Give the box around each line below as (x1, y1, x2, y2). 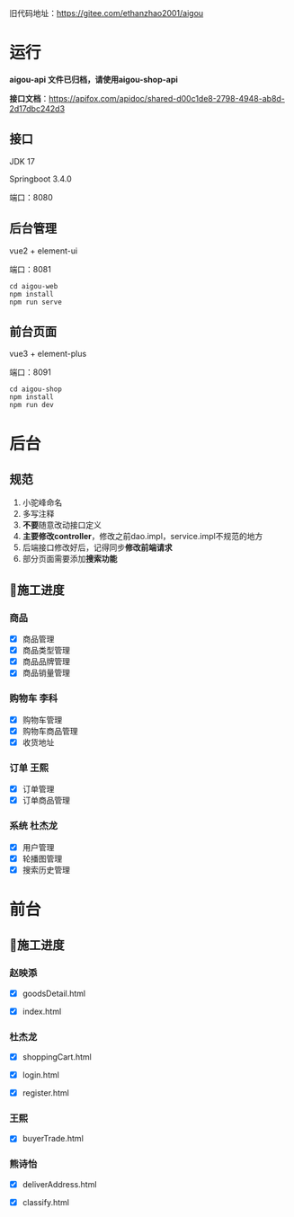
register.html (22, 1088, 69, 1098)
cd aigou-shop (9, 385, 63, 394)
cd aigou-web (9, 281, 58, 290)
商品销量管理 (22, 668, 70, 679)
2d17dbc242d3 (9, 102, 66, 114)
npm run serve (9, 298, 63, 306)
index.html (22, 1006, 62, 1017)
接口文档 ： (9, 93, 49, 103)
